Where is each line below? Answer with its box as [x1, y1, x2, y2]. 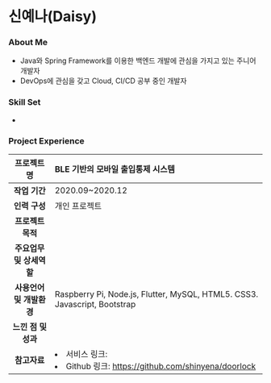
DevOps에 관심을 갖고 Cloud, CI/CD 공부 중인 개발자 [19, 76, 187, 85]
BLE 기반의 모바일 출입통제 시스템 [55, 164, 175, 175]
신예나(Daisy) [8, 7, 97, 26]
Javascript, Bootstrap [55, 299, 136, 310]
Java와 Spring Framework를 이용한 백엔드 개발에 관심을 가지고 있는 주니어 [19, 56, 256, 65]
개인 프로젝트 [55, 201, 102, 212]
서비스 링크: [65, 348, 108, 360]
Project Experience [8, 135, 85, 146]
